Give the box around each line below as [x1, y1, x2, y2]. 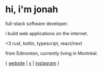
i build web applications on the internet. [5, 30, 88, 36]
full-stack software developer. [5, 20, 69, 27]
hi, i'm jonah [5, 4, 59, 15]
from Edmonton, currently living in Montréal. [5, 50, 98, 56]
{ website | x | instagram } [5, 60, 60, 66]
